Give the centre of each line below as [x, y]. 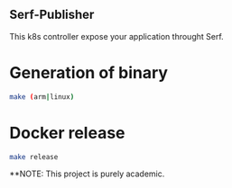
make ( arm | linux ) [42, 97]
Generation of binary [89, 73]
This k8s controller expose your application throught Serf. [116, 36]
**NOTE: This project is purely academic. [87, 174]
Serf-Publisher [52, 15]
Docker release [67, 133]
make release [34, 157]
